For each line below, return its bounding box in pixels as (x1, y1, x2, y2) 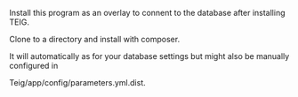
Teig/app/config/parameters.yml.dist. (9, 78, 146, 87)
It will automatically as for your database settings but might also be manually (9, 51, 290, 61)
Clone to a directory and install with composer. (9, 34, 181, 44)
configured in (9, 61, 59, 71)
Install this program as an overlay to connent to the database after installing (9, 8, 286, 18)
